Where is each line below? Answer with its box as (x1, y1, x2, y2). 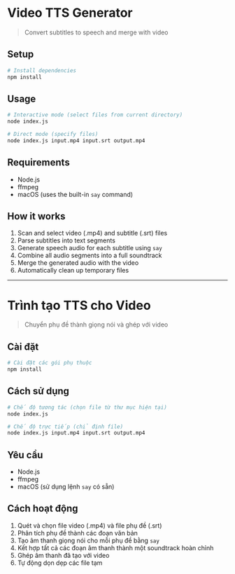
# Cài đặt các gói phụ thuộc (7, 360, 92, 367)
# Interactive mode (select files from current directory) (7, 111, 183, 118)
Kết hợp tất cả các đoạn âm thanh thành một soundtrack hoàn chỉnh (17, 543, 214, 552)
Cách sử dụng (7, 385, 70, 397)
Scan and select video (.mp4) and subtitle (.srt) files (17, 229, 168, 238)
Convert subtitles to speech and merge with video (24, 28, 169, 36)
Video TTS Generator (7, 5, 133, 21)
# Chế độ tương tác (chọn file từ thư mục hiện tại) (7, 404, 168, 411)
